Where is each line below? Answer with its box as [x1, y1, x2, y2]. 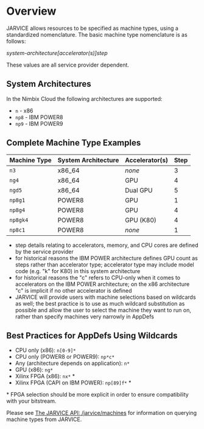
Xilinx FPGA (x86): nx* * [15, 373, 75, 380]
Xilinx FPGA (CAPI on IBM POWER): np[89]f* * [15, 379, 132, 386]
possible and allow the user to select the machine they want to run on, [15, 306, 192, 313]
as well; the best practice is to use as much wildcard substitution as [15, 299, 185, 307]
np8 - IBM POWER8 [15, 113, 63, 120]
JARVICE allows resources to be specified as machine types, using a [6, 24, 178, 32]
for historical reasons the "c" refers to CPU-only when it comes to [15, 274, 181, 281]
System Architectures [6, 79, 91, 89]
